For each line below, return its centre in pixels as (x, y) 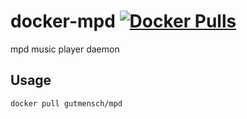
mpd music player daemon (65, 49)
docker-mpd (63, 21)
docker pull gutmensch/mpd (66, 103)
